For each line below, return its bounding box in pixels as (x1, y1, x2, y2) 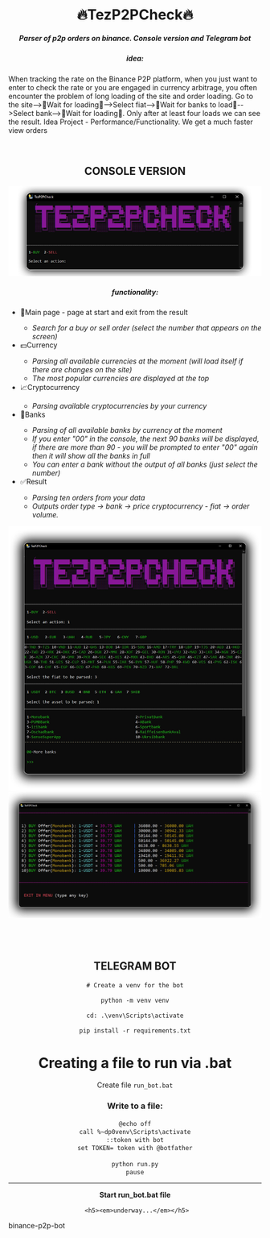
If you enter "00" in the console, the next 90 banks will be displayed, (31, 434, 260, 443)
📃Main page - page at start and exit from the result (19, 307, 189, 317)
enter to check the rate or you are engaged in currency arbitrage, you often (8, 82, 257, 92)
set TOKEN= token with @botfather (77, 1144, 193, 1152)
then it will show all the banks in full (31, 451, 150, 460)
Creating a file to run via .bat (38, 1053, 232, 1072)
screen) (31, 331, 58, 341)
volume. (31, 509, 59, 519)
